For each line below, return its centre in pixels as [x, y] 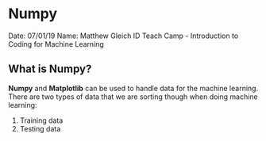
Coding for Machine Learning [56, 44]
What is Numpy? [50, 69]
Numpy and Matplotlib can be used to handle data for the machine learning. [133, 88]
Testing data [40, 128]
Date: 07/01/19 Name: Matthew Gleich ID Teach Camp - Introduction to [123, 36]
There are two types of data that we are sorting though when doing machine [133, 97]
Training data [41, 120]
